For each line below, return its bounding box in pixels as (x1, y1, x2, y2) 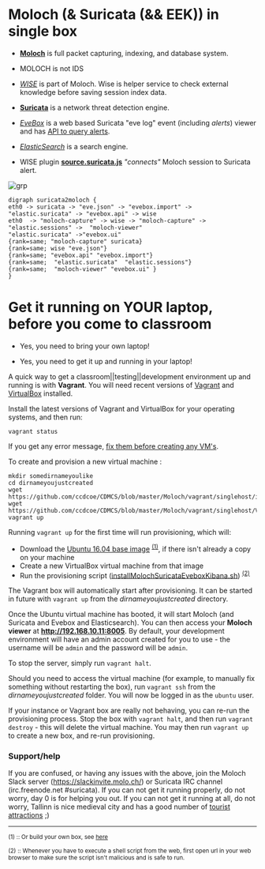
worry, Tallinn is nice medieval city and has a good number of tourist (8, 802, 231, 811)
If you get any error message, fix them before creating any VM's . (8, 441, 219, 451)
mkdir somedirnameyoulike (8, 472, 93, 480)
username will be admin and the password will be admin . (8, 643, 188, 653)
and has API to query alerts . (19, 126, 110, 136)
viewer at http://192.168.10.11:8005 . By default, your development (8, 626, 225, 636)
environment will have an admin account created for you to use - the (8, 634, 231, 645)
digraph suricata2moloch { (8, 196, 97, 204)
